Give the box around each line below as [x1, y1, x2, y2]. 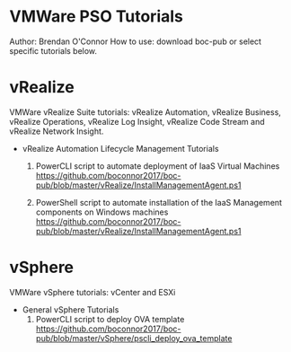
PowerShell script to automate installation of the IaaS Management [35, 197, 283, 207]
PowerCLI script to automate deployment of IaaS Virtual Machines [35, 160, 280, 172]
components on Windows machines [35, 207, 169, 217]
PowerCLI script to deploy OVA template [35, 313, 185, 324]
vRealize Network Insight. [9, 126, 104, 136]
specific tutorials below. [9, 45, 97, 56]
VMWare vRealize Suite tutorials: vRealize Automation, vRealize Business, [9, 106, 281, 118]
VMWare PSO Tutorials [9, 6, 184, 27]
